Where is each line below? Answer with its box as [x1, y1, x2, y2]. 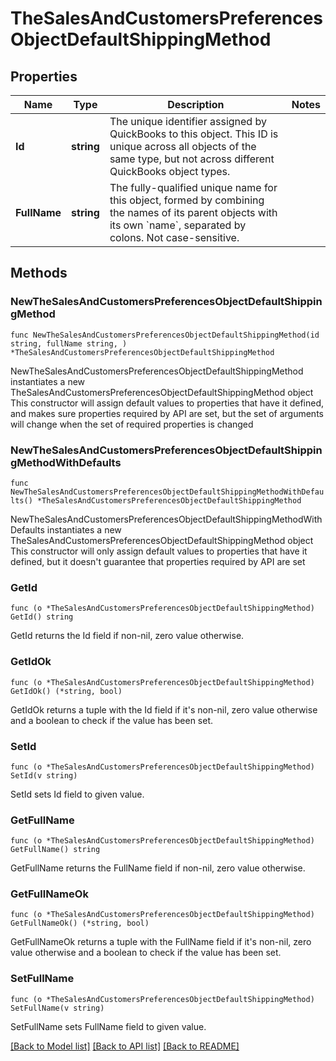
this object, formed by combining [109, 193, 265, 207]
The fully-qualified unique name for [109, 181, 278, 194]
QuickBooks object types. [109, 165, 231, 178]
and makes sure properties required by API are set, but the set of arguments [10, 407, 324, 419]
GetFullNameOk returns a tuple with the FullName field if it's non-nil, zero [10, 936, 312, 948]
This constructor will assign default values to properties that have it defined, [10, 397, 325, 409]
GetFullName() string [10, 845, 101, 855]
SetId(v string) [10, 770, 78, 781]
